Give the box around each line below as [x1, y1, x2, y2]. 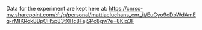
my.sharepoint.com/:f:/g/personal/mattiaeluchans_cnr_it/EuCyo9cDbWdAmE [6, 11, 196, 18]
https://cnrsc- [108, 5, 144, 12]
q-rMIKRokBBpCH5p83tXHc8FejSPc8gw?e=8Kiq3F [6, 18, 134, 24]
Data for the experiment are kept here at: [6, 5, 107, 12]
